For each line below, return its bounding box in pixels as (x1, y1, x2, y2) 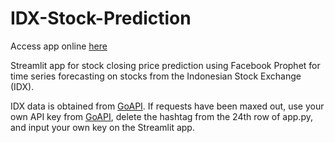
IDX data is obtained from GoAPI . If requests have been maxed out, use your (10, 100, 325, 112)
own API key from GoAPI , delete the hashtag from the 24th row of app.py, (10, 110, 313, 122)
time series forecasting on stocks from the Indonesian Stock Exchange (10, 70, 302, 82)
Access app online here (10, 40, 108, 52)
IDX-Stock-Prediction (10, 7, 192, 30)
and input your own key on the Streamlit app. (10, 121, 195, 133)
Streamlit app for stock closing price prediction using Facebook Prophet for (10, 59, 321, 71)
